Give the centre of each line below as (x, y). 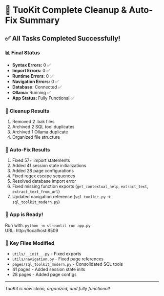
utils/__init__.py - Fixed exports (47, 254)
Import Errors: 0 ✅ (31, 70)
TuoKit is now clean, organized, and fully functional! (58, 289)
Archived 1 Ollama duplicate (40, 132)
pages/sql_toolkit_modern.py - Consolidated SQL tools (67, 264)
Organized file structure (36, 137)
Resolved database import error (44, 181)
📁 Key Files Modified (30, 243)
